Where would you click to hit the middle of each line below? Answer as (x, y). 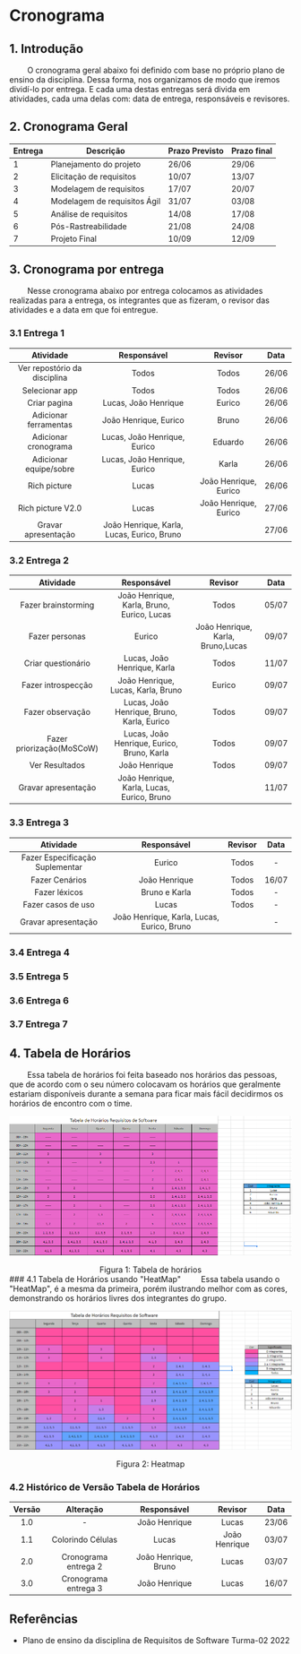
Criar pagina (50, 402)
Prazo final (252, 151)
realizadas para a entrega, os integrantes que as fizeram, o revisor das (140, 300)
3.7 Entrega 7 (39, 1024)
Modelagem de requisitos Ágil (106, 202)
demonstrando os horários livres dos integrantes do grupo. (118, 1298)
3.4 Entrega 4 (39, 952)
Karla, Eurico (146, 721)
